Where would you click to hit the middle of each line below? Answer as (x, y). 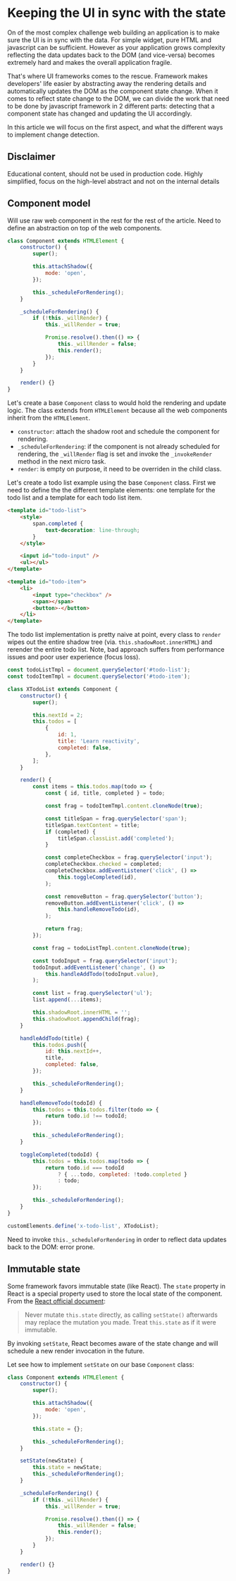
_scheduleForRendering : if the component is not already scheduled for (119, 447)
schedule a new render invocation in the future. (76, 1351)
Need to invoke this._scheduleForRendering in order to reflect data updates (117, 1239)
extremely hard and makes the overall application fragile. (90, 62)
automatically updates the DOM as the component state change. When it (113, 91)
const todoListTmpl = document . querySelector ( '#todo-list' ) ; (99, 670)
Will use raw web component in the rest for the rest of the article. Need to (114, 221)
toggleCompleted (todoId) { (60, 1154)
